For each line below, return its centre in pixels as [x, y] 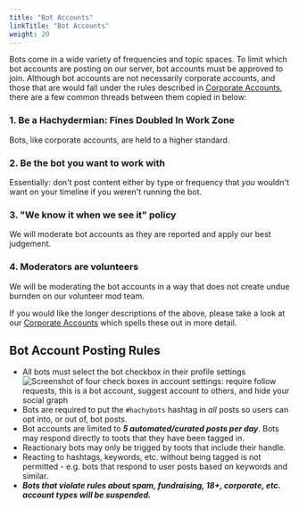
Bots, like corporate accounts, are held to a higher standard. [120, 140]
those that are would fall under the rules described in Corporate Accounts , [146, 88]
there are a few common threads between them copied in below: [128, 97]
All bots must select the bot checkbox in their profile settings [134, 372]
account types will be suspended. [87, 495]
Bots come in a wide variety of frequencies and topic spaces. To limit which [148, 60]
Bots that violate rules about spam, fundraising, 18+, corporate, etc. [151, 486]
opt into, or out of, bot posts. [75, 419]
